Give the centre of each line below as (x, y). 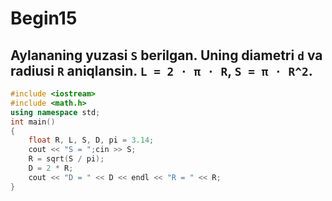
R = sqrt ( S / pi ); (66, 159)
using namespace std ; (55, 112)
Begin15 (44, 18)
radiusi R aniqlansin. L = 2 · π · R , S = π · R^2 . (161, 70)
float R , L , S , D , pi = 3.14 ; (91, 140)
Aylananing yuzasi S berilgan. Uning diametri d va (166, 55)
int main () (33, 122)
